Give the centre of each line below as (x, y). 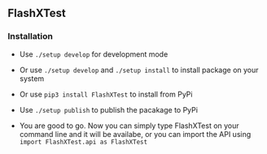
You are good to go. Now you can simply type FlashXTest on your (129, 126)
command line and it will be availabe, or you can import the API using (135, 134)
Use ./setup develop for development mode (94, 54)
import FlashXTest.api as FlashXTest (83, 142)
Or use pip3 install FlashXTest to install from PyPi (106, 94)
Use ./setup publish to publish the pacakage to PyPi (109, 109)
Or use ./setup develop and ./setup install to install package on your (139, 70)
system (32, 78)
